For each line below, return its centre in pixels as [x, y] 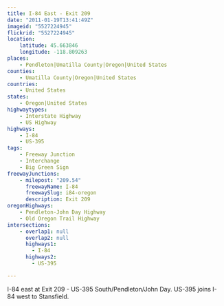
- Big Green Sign [44, 167]
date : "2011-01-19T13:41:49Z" [51, 20]
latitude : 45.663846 [49, 45]
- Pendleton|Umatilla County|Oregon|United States [93, 65]
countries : [23, 84]
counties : [21, 71]
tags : [15, 148]
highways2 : [41, 257]
